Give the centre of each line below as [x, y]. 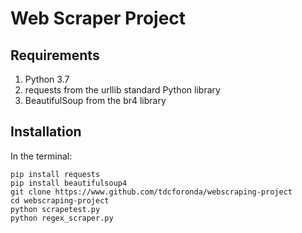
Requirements [55, 55]
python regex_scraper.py [62, 218]
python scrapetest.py [55, 209]
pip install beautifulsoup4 [69, 183]
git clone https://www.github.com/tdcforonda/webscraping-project [151, 192]
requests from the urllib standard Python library [122, 90]
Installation [46, 132]
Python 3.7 [47, 79]
